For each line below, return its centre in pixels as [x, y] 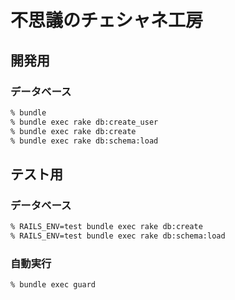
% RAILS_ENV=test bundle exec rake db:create [106, 227]
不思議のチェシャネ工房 [107, 20]
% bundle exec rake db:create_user [84, 122]
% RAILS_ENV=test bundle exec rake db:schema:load [118, 236]
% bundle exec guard [53, 285]
